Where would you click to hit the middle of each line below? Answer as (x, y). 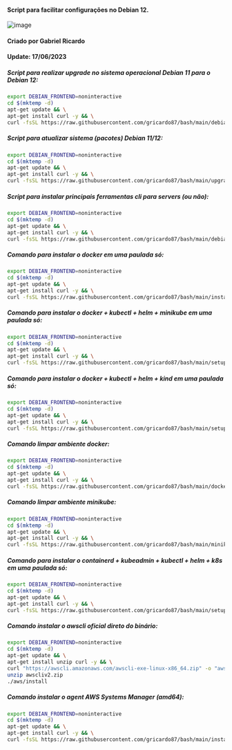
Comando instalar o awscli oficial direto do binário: (83, 626)
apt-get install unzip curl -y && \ (60, 662)
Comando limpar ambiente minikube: (62, 502)
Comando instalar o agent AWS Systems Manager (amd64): (96, 697)
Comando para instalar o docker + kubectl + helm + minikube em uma (110, 313)
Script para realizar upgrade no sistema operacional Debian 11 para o (109, 72)
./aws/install (28, 681)
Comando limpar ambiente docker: (58, 444)
